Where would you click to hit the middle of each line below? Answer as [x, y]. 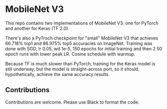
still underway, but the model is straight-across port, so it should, [72, 69]
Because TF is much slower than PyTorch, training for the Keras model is [80, 63]
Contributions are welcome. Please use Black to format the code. [72, 102]
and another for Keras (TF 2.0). [37, 28]
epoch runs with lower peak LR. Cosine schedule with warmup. [70, 54]
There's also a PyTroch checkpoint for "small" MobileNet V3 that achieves [82, 38]
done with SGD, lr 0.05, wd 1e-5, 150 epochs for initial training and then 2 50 [84, 48]
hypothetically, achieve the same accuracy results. [57, 74]
